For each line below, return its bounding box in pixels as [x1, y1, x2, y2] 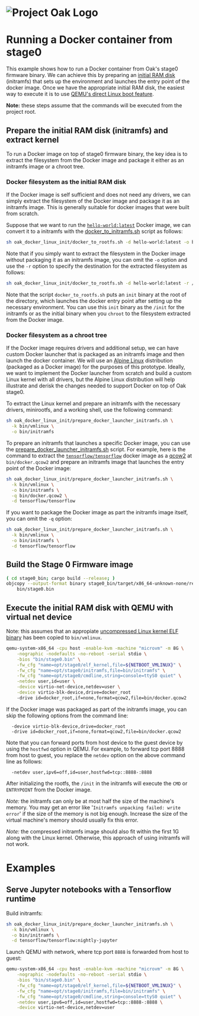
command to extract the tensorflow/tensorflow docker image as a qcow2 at [6, 452, 192, 459]
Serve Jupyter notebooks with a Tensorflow [6, 884, 172, 895]
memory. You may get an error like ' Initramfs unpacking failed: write [6, 803, 181, 811]
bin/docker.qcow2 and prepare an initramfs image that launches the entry [6, 458, 185, 465]
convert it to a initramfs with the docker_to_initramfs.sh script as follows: [6, 228, 183, 235]
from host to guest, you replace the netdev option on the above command [6, 751, 185, 758]
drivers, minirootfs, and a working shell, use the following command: [6, 406, 173, 414]
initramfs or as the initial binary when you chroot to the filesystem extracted [6, 310, 191, 317]
